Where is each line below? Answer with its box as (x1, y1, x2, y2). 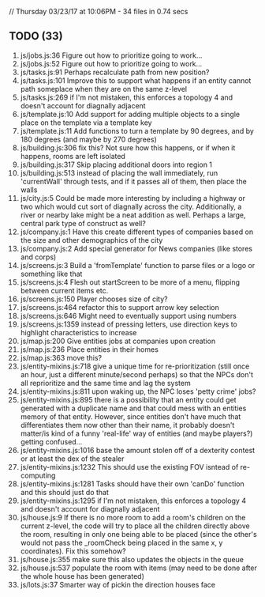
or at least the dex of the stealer (20, 454, 125, 463)
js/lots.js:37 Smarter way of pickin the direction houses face (20, 580, 216, 589)
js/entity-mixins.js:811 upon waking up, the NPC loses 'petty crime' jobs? (20, 387, 256, 396)
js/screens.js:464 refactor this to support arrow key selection (20, 302, 219, 312)
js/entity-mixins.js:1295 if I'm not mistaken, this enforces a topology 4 (20, 496, 247, 505)
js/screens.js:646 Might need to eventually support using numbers (20, 311, 237, 320)
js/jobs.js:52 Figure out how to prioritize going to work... (20, 59, 203, 68)
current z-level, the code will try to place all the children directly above (20, 521, 251, 531)
